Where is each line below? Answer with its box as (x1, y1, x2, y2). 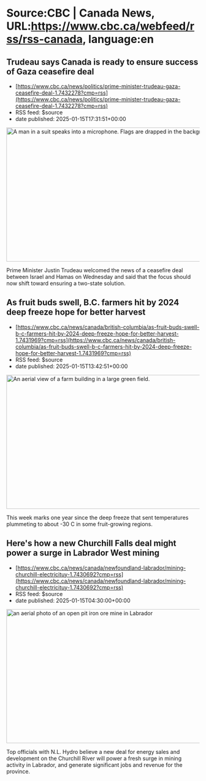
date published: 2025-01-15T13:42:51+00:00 (15, 363, 128, 370)
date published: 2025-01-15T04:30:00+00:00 (15, 597, 131, 604)
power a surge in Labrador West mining (6, 547, 159, 559)
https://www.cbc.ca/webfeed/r (31, 19, 195, 33)
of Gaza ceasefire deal (6, 66, 94, 77)
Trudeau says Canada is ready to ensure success (6, 57, 199, 67)
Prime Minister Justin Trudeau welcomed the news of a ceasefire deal (6, 267, 183, 273)
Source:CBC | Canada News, (6, 6, 155, 20)
